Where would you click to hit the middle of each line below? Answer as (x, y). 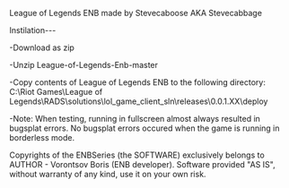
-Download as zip (42, 47)
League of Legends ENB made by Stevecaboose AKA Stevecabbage (136, 13)
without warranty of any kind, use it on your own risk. (108, 174)
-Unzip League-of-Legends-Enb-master (84, 65)
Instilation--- (33, 30)
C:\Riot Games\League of (56, 92)
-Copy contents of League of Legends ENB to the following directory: (138, 82)
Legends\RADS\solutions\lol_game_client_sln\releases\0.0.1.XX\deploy (139, 101)
